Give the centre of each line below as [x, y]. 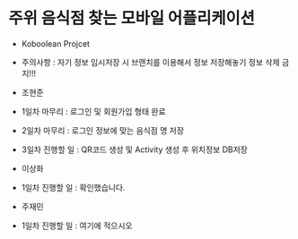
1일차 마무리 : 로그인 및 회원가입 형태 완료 [94, 111]
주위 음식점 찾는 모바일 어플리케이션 [131, 18]
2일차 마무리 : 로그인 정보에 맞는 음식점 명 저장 [103, 130]
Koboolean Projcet [56, 43]
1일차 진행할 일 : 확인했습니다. [73, 187]
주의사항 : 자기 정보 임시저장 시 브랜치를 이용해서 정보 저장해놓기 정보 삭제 [150, 62]
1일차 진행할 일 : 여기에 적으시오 [77, 226]
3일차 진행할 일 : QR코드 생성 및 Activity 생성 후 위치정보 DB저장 [134, 149]
